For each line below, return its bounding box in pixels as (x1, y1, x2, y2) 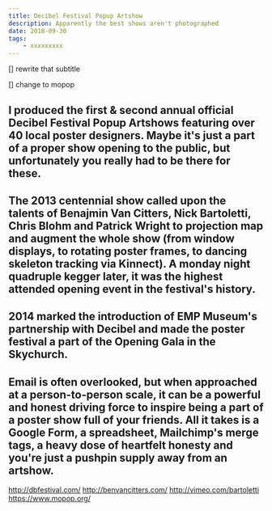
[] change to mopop (8, 80, 75, 90)
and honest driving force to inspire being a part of (8, 400, 264, 414)
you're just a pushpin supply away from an (8, 450, 228, 465)
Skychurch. (8, 348, 69, 361)
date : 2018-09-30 (8, 27, 67, 35)
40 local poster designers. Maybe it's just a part (8, 129, 255, 142)
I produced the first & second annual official (8, 103, 234, 117)
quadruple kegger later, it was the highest (8, 269, 223, 283)
